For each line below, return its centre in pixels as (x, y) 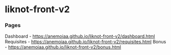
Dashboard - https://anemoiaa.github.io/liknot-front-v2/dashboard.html (80, 36)
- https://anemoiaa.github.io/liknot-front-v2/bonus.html (63, 47)
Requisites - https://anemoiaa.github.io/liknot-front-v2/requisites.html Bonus (85, 42)
